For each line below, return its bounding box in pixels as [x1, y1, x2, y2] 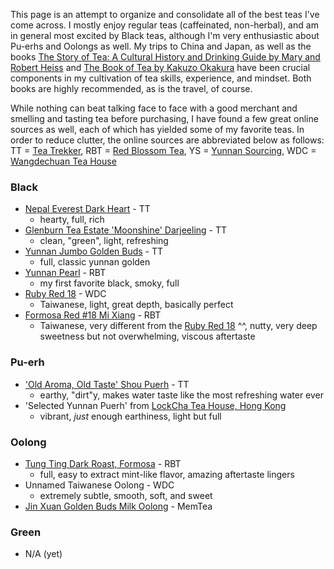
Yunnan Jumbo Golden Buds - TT [24, 245, 164, 258]
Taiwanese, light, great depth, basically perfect [39, 299, 234, 311]
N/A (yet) [24, 548, 63, 560]
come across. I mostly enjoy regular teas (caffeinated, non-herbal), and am [10, 19, 319, 31]
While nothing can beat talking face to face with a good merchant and [10, 102, 298, 114]
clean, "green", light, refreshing [39, 235, 169, 247]
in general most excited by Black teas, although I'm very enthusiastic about [10, 30, 320, 41]
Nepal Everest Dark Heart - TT [24, 203, 151, 215]
